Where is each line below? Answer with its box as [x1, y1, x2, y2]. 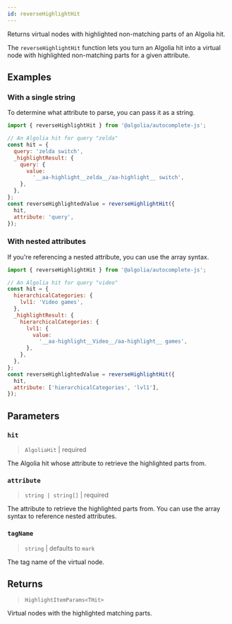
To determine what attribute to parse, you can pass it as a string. [7, 109, 195, 117]
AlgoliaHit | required [24, 446, 87, 454]
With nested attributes [7, 237, 87, 247]
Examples [7, 71, 51, 83]
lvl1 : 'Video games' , [20, 299, 83, 306]
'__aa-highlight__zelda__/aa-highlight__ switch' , [32, 174, 185, 181]
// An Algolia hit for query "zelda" [7, 135, 118, 142]
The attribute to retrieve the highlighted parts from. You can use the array [7, 505, 221, 513]
